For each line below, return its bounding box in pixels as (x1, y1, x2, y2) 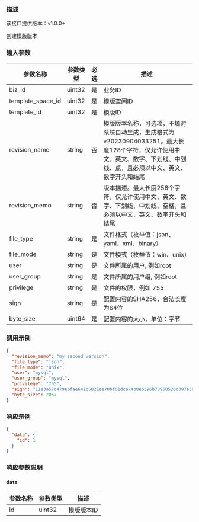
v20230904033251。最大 (103, 137, 179, 145)
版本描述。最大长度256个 (103, 184, 175, 192)
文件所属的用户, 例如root (103, 261, 172, 270)
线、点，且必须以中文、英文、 (103, 164, 187, 172)
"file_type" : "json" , (11, 358, 65, 365)
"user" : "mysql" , (11, 370, 54, 376)
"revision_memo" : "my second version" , (11, 353, 110, 359)
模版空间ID (103, 97, 133, 105)
